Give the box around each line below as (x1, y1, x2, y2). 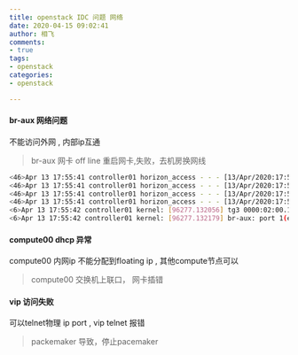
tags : (9, 54, 29, 63)
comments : (9, 37, 46, 47)
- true (9, 46, 34, 55)
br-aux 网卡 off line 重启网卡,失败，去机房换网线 (30, 155, 207, 166)
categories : (9, 71, 53, 80)
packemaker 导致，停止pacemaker (30, 336, 159, 347)
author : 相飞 (9, 29, 55, 38)
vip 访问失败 (9, 296, 55, 306)
